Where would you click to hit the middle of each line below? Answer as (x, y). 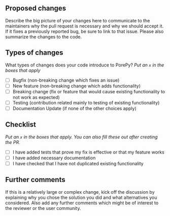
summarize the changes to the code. (44, 37)
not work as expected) (36, 97)
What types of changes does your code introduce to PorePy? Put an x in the (85, 65)
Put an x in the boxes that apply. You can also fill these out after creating (82, 137)
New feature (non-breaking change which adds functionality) (77, 86)
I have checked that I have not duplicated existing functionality (78, 163)
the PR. (13, 142)
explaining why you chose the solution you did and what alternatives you (81, 197)
